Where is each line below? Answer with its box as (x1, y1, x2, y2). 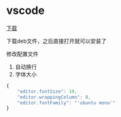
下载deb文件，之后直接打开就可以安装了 (6, 37, 107, 44)
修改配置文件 (6, 50, 38, 58)
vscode (6, 4, 45, 18)
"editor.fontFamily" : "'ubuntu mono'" (17, 99, 116, 106)
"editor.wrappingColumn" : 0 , (17, 94, 91, 100)
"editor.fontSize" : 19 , (17, 89, 78, 95)
